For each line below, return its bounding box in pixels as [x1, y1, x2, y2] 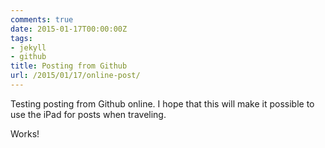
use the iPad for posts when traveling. [10, 108, 167, 120]
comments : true [10, 14, 74, 25]
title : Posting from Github [10, 61, 128, 71]
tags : [10, 33, 33, 43]
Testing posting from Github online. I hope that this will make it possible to [10, 97, 315, 110]
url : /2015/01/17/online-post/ [10, 71, 141, 81]
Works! [10, 127, 40, 140]
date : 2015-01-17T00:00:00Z [10, 24, 128, 34]
